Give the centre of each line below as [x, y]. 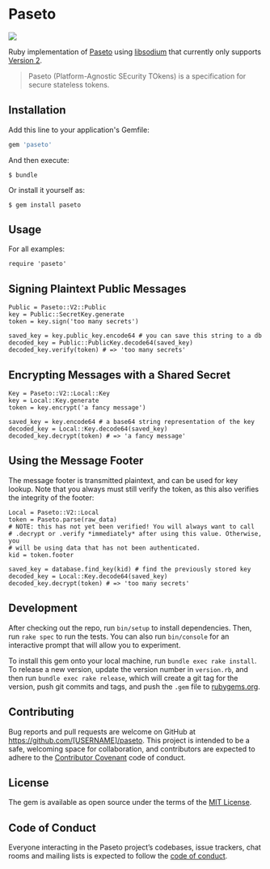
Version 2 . [25, 60]
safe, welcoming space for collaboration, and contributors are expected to [132, 749]
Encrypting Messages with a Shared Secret [120, 375]
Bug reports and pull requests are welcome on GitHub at [102, 731]
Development [43, 608]
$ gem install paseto [45, 205]
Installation [37, 110]
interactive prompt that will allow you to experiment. [95, 644]
